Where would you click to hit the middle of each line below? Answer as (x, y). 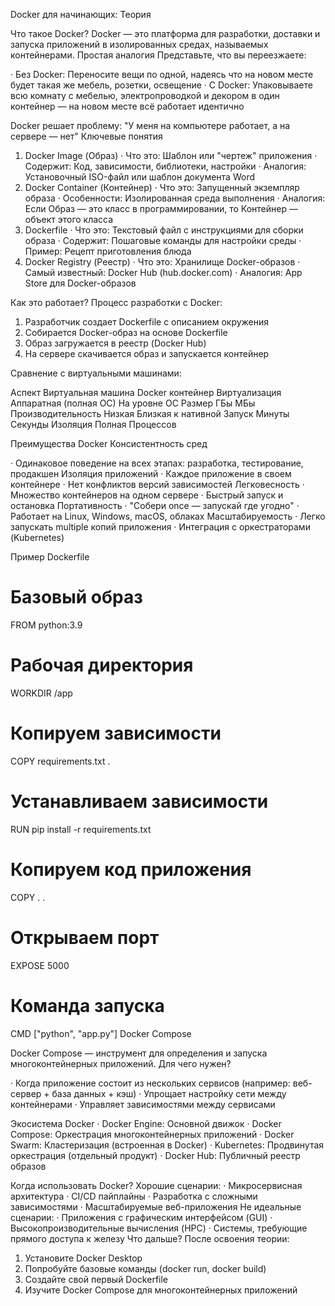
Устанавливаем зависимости (139, 801)
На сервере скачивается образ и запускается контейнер (147, 353)
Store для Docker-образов (80, 283)
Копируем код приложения (131, 869)
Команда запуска (87, 1005)
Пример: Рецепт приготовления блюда (108, 251)
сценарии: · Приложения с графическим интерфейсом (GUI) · (141, 1217)
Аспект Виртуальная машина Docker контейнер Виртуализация (146, 392)
